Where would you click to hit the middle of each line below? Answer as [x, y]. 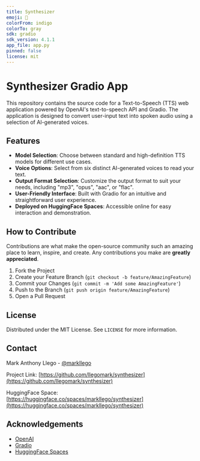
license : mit [23, 56]
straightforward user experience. [56, 200]
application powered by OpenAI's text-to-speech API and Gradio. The [92, 109]
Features [23, 141]
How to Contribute [41, 232]
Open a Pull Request [40, 296]
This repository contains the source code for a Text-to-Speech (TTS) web [98, 103]
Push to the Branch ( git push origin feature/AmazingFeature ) [92, 290]
